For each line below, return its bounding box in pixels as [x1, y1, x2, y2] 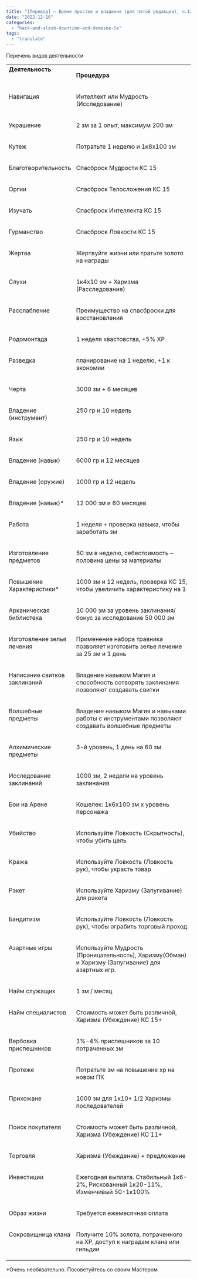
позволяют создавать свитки [76, 686, 159, 694]
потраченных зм [76, 1044, 123, 1053]
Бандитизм [8, 915, 40, 923]
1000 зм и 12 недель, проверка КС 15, [76, 577, 188, 586]
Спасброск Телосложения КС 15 [76, 185, 170, 193]
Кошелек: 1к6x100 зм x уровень [76, 800, 170, 809]
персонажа [76, 808, 108, 816]
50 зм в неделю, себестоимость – [76, 549, 174, 557]
